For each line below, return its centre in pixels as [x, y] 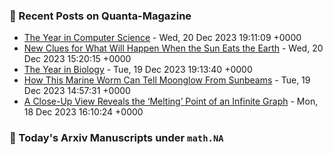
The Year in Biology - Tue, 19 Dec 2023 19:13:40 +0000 [138, 70]
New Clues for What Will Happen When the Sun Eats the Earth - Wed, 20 [173, 48]
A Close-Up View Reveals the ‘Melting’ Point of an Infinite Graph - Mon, [171, 101]
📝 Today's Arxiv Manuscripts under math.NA [116, 138]
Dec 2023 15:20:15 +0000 [77, 59]
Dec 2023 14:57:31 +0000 [77, 91]
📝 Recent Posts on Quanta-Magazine [100, 16]
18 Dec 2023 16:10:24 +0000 [83, 112]
